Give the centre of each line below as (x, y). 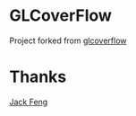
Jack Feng (29, 102)
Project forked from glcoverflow (68, 40)
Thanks (38, 77)
